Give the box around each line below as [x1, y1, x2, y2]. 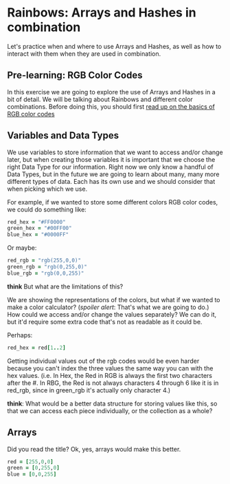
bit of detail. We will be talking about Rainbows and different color [7, 95, 194, 103]
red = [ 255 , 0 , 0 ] [7, 458, 54, 465]
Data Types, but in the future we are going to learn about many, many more [7, 170, 220, 178]
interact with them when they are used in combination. [7, 50, 161, 58]
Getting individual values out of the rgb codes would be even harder [7, 357, 200, 365]
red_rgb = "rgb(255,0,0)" [7, 257, 81, 264]
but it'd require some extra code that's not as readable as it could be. [7, 317, 203, 326]
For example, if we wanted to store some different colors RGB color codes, [7, 198, 218, 206]
